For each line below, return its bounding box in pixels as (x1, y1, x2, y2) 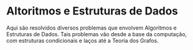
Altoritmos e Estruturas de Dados (6, 4, 178, 18)
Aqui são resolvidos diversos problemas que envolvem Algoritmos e (6, 24, 177, 31)
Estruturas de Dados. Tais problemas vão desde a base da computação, (6, 30, 187, 37)
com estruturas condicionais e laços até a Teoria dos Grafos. (6, 37, 159, 44)
